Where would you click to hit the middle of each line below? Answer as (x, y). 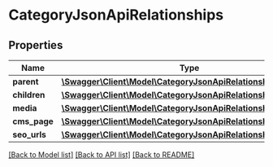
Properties (36, 45)
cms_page (33, 121)
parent (26, 81)
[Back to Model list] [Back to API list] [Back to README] (102, 155)
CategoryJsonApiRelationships (116, 15)
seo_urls (29, 134)
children (29, 95)
